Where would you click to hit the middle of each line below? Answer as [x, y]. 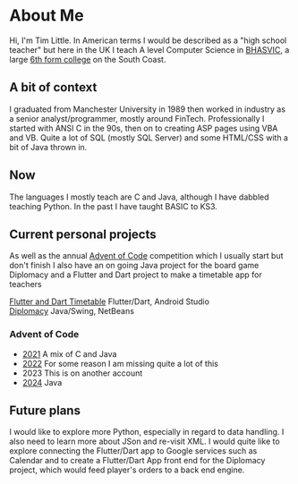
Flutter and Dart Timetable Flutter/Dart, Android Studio [110, 301]
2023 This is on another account [82, 373]
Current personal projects [83, 234]
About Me [47, 16]
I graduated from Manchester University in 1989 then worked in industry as [148, 109]
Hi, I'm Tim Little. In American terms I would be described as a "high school [148, 40]
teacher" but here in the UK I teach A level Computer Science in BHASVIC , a [149, 49]
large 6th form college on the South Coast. [88, 59]
